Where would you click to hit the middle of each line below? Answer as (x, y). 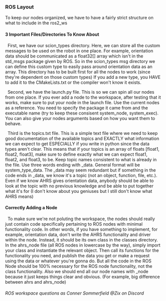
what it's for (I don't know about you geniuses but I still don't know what (79, 191)
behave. (13, 123)
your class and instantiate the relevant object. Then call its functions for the (82, 250)
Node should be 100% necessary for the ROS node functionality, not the (79, 266)
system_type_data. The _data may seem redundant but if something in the (81, 170)
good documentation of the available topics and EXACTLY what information (82, 138)
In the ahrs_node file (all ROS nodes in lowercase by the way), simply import (83, 245)
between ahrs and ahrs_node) (36, 282)
